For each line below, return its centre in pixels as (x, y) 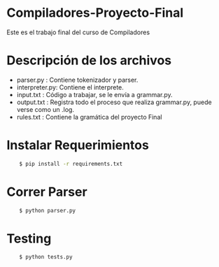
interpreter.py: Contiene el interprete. (70, 87)
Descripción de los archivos (89, 60)
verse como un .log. (45, 109)
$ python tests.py (46, 257)
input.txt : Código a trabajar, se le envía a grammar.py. (94, 94)
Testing (29, 238)
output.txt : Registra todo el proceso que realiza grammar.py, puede (114, 102)
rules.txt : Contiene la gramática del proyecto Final (89, 117)
